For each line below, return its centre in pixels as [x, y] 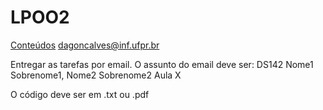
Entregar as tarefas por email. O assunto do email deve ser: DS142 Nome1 [162, 64]
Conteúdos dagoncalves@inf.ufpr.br [85, 45]
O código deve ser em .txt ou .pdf [80, 94]
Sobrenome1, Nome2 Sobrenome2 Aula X [96, 75]
